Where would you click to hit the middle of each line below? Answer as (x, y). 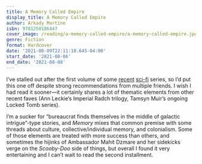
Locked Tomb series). (33, 105)
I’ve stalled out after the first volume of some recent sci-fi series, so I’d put (99, 79)
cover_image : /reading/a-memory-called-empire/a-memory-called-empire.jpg (102, 34)
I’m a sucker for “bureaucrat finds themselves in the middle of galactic (93, 116)
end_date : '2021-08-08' (36, 62)
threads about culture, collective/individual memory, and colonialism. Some (99, 129)
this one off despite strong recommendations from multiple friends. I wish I (99, 85)
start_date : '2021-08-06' (38, 56)
